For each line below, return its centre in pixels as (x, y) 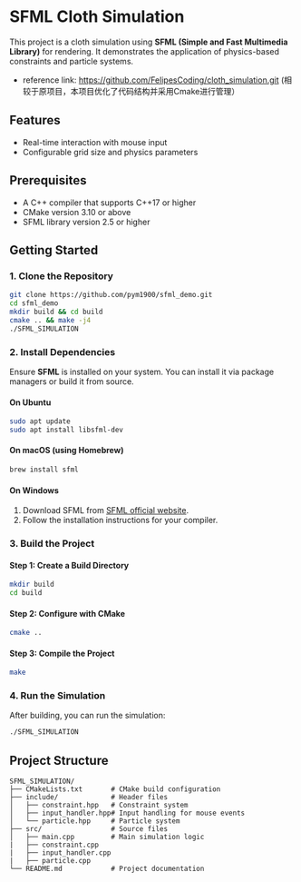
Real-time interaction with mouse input (95, 142)
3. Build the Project (52, 544)
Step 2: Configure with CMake (67, 613)
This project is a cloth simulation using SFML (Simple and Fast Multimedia (149, 42)
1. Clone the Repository (61, 276)
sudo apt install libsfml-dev (67, 430)
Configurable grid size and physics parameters (110, 152)
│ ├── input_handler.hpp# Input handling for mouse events (127, 813)
